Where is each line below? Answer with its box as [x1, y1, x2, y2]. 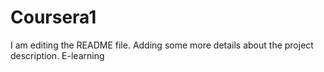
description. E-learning [10, 49, 105, 61]
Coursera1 [10, 6, 97, 29]
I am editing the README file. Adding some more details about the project [10, 39, 314, 51]
